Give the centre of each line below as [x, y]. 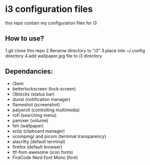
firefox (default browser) [37, 147]
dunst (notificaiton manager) [41, 99]
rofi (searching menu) [34, 115]
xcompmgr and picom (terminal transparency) [59, 136]
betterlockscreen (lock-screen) [44, 88]
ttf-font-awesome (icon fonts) [43, 152]
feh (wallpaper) [28, 126]
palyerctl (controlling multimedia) [46, 110]
